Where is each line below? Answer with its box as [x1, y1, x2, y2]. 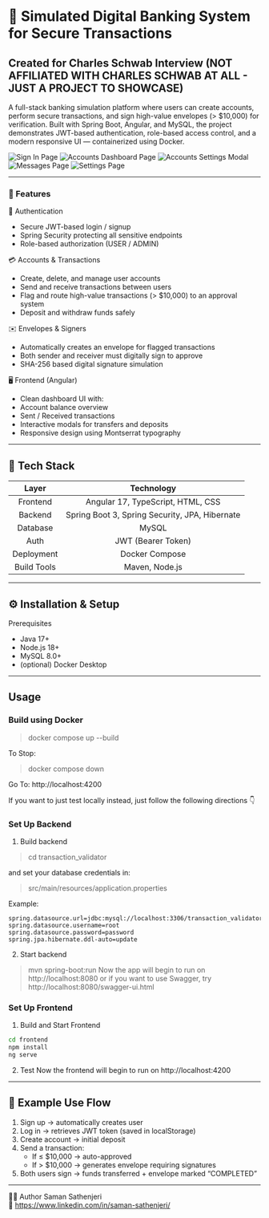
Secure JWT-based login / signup [19, 222, 131, 232]
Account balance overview [19, 403, 109, 412]
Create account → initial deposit [19, 1135, 126, 1144]
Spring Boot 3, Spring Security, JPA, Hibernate [65, 510, 241, 521]
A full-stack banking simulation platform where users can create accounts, [8, 103, 255, 112]
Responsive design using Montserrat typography [19, 428, 182, 438]
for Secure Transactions [8, 24, 173, 43]
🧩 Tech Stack [8, 459, 75, 473]
